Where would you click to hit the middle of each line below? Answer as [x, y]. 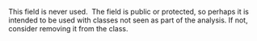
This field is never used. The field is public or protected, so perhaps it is [128, 12]
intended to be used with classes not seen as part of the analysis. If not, [128, 20]
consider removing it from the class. [68, 29]
